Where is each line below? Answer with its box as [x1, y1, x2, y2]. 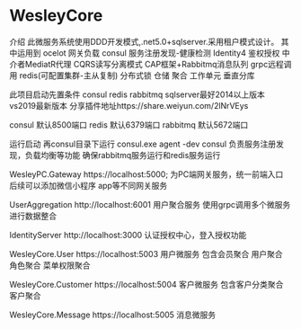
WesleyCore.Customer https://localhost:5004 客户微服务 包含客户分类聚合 [9, 279, 284, 289]
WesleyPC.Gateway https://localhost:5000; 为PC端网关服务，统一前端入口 [9, 168, 284, 180]
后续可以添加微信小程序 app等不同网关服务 [9, 180, 168, 191]
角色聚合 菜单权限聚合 [9, 260, 91, 271]
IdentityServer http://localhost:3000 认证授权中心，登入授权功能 [9, 229, 247, 240]
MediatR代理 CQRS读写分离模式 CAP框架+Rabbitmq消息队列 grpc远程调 [24, 58, 292, 69]
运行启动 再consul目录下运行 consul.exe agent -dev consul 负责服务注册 [9, 138, 277, 149]
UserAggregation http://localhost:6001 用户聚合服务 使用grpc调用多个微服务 [9, 199, 291, 209]
